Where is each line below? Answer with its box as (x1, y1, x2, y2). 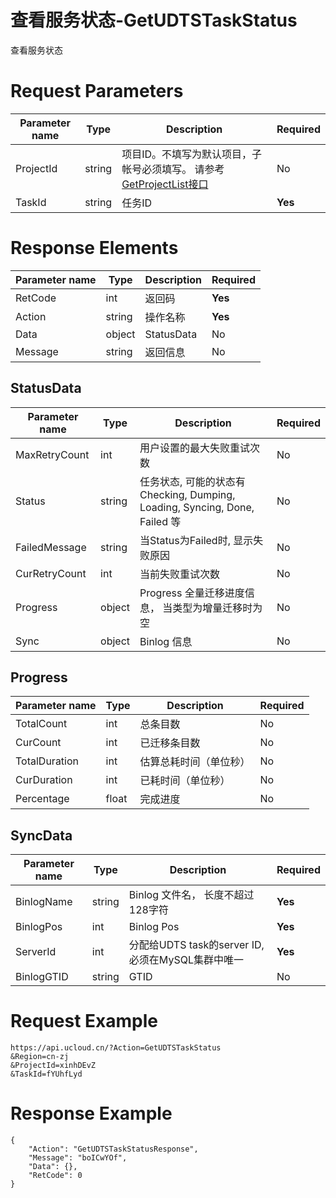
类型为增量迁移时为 (172, 601, 263, 615)
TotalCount (15, 717, 68, 731)
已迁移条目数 (139, 736, 201, 750)
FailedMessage (15, 540, 87, 554)
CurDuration (15, 773, 73, 787)
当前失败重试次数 (139, 567, 221, 581)
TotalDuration (15, 754, 80, 768)
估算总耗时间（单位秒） (139, 755, 251, 769)
